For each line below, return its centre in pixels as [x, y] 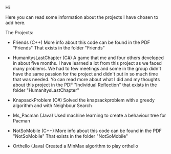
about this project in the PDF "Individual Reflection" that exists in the [85, 85]
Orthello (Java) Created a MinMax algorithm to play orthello [75, 146]
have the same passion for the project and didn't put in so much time [85, 74]
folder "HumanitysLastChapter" [46, 90]
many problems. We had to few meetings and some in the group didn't [87, 69]
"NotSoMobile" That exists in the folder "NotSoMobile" [70, 136]
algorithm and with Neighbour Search [52, 106]
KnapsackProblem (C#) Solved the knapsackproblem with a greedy [84, 100]
